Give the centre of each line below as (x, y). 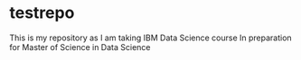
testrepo (42, 13)
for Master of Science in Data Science (80, 47)
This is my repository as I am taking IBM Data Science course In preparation (150, 38)
